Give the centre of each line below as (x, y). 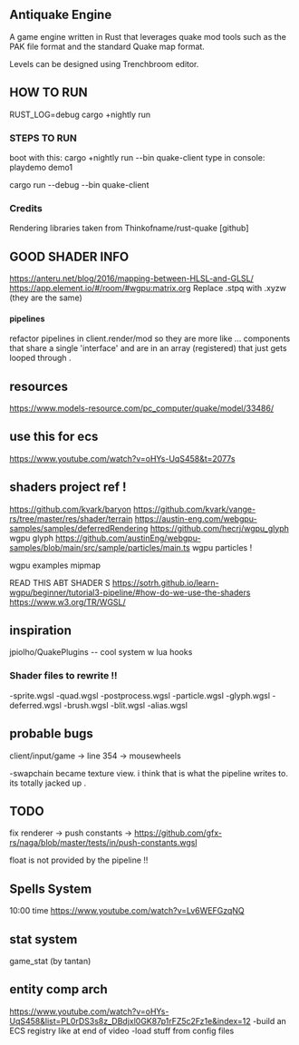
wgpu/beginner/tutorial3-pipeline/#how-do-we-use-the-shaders (130, 592)
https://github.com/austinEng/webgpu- (128, 538)
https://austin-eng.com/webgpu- (196, 518)
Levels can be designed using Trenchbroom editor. (104, 63)
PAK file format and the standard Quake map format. (107, 46)
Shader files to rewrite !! (63, 676)
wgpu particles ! (222, 547)
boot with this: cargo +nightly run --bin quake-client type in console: (137, 157)
